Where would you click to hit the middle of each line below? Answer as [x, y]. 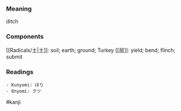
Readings [20, 72]
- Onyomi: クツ [24, 91]
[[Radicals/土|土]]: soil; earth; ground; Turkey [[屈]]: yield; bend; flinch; [91, 50]
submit [14, 57]
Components [25, 37]
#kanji [13, 102]
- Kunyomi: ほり [25, 85]
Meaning [19, 9]
